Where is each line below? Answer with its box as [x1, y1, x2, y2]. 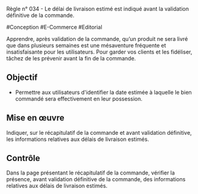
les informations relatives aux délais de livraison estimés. [6, 135, 149, 143]
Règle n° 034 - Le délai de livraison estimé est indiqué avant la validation [6, 5, 189, 12]
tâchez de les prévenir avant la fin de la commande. [6, 55, 136, 62]
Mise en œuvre [6, 113, 65, 123]
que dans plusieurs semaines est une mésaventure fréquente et [6, 42, 166, 49]
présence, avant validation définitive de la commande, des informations [6, 176, 186, 183]
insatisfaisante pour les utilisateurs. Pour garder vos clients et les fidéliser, [6, 48, 193, 56]
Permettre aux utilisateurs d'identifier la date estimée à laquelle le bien [15, 88, 192, 96]
